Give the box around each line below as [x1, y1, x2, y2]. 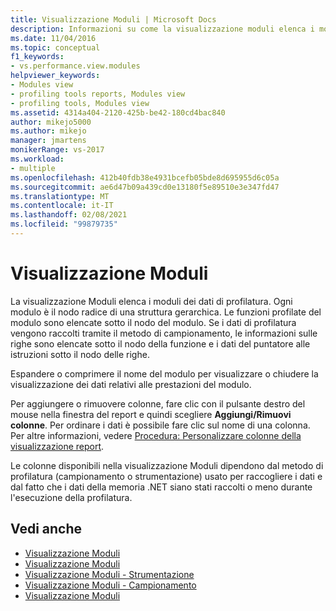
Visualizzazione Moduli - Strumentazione [24, 568, 195, 580]
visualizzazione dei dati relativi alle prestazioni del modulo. [10, 378, 252, 390]
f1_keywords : [10, 52, 65, 62]
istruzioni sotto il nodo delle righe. [10, 348, 150, 360]
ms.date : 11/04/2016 [10, 33, 97, 43]
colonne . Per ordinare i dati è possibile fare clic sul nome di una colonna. [10, 419, 311, 431]
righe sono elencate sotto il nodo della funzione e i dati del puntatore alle [10, 337, 311, 350]
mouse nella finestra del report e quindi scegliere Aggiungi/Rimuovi [10, 408, 292, 420]
